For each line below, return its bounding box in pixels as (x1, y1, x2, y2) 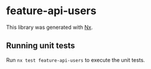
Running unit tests (6, 41, 75, 51)
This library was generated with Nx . (6, 24, 93, 31)
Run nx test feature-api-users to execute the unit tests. (6, 56, 145, 63)
